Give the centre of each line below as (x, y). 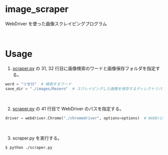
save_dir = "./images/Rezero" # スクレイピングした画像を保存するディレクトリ (82, 88)
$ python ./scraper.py (29, 147)
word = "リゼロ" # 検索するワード (38, 84)
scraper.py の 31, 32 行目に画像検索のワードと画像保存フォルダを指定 (84, 68)
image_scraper (37, 9)
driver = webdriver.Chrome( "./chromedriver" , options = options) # (76, 118)
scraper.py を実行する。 (37, 138)
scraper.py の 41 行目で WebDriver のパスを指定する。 (68, 108)
